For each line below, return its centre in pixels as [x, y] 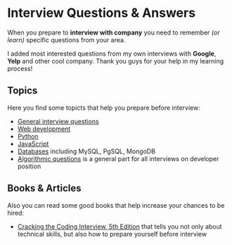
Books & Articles [44, 188]
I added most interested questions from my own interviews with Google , [112, 54]
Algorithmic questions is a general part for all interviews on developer [118, 158]
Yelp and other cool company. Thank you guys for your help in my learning [116, 61]
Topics [22, 90]
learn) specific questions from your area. [66, 39]
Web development [44, 129]
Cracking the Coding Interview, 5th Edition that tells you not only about [120, 226]
